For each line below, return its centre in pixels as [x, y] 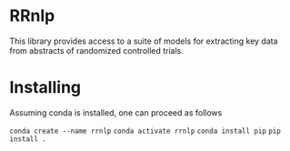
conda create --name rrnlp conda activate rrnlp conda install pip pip [145, 131]
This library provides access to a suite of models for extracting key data [144, 41]
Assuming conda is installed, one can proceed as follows [116, 112]
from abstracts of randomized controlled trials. [97, 50]
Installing [45, 88]
